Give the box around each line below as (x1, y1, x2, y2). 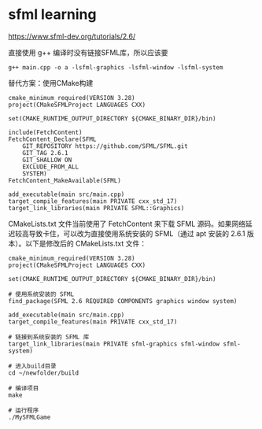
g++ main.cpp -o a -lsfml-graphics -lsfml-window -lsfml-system (8, 63, 223, 72)
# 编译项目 (8, 384, 39, 392)
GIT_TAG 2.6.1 (22, 149, 68, 157)
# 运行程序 (8, 406, 39, 414)
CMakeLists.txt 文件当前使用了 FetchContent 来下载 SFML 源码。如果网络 (8, 219, 246, 228)
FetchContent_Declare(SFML (8, 135, 97, 143)
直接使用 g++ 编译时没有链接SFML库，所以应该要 (8, 47, 168, 57)
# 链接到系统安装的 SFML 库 (8, 333, 90, 341)
